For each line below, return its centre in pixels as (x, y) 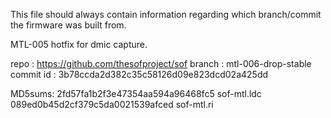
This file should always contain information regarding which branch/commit (166, 14)
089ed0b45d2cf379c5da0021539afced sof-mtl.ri (112, 104)
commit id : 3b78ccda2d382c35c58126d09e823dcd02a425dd (139, 74)
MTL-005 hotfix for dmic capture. (79, 44)
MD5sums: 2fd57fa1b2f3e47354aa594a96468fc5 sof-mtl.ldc (136, 93)
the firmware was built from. (68, 25)
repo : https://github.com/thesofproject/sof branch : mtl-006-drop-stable (161, 63)
